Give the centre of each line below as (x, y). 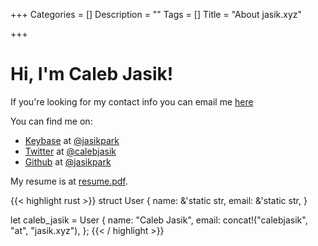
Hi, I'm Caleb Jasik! (92, 74)
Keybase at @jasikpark (72, 140)
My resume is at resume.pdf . (69, 181)
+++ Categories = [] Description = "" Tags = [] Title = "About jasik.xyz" (156, 14)
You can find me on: (51, 121)
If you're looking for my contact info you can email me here (132, 101)
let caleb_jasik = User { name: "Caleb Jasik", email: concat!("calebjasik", (159, 220)
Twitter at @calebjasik (70, 151)
